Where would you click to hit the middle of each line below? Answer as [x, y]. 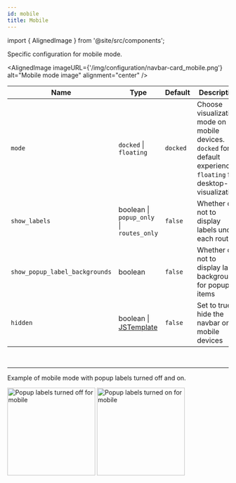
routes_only [138, 233]
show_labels [31, 221]
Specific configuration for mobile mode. [65, 54]
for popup [213, 285]
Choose [210, 104]
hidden [22, 323]
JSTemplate [138, 327]
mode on [212, 121]
